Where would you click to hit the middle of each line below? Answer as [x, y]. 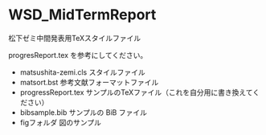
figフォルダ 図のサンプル [61, 122]
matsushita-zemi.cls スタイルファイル [83, 72]
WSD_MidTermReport [82, 15]
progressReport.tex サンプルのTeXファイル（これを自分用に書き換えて [136, 92]
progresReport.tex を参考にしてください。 [78, 55]
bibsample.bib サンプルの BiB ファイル [83, 112]
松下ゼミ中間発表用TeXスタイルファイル [75, 38]
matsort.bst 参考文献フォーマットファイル [89, 82]
